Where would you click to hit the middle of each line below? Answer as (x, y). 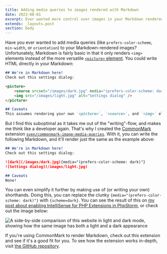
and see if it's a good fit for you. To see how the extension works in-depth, (82, 241)
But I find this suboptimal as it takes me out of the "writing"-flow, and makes (83, 124)
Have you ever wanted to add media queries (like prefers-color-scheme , (79, 42)
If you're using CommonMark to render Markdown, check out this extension (83, 236)
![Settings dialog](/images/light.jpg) (46, 167)
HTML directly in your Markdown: (39, 64)
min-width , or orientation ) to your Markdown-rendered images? (71, 48)
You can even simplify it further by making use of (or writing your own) (78, 190)
